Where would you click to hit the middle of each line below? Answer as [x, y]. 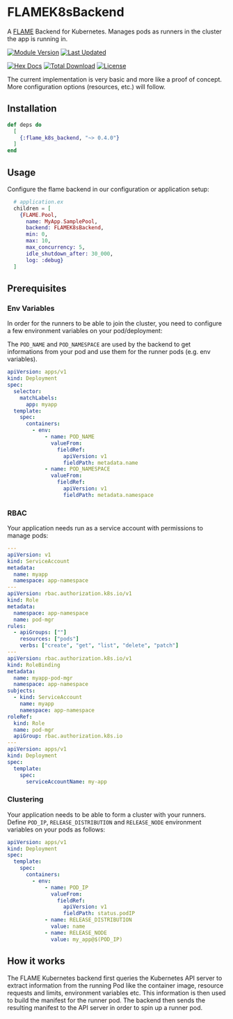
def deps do [24, 125]
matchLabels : [39, 398]
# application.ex [39, 202]
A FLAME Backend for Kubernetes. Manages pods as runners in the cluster [115, 31]
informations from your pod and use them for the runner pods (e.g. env [109, 352]
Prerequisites [37, 288]
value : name [68, 927]
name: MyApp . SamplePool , [62, 221]
